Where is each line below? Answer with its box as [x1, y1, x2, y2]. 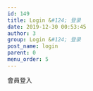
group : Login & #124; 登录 [7, 36, 81, 43]
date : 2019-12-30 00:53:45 [7, 23, 87, 30]
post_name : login [7, 43, 58, 50]
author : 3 [7, 29, 37, 37]
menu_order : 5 [7, 56, 49, 63]
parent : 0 [7, 50, 37, 57]
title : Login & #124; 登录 [7, 17, 81, 24]
